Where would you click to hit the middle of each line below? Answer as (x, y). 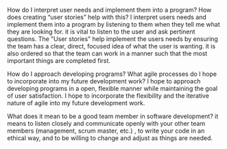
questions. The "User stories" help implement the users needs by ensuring (112, 39)
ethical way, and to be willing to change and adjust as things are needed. (110, 138)
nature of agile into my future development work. (76, 103)
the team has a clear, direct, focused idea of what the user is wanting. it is (111, 46)
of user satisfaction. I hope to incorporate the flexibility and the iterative (108, 96)
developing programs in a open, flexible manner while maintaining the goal (112, 89)
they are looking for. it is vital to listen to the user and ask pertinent (101, 31)
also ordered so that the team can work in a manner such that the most (107, 53)
